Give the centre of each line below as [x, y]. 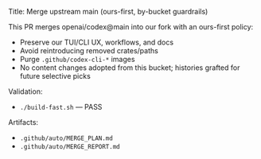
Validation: [25, 91]
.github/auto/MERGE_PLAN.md [66, 138]
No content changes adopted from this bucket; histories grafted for [130, 68]
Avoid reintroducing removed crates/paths [89, 50]
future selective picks [55, 76]
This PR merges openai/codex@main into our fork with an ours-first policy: [131, 27]
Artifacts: [23, 122]
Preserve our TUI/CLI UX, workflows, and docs [96, 42]
